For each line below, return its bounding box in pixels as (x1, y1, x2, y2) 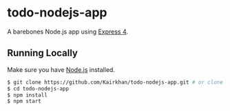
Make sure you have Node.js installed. (7, 65, 116, 73)
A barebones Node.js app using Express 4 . (7, 27, 129, 36)
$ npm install (7, 91, 48, 99)
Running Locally (7, 47, 78, 59)
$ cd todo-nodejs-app (7, 85, 70, 92)
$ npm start (7, 98, 41, 105)
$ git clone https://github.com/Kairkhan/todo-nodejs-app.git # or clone (7, 79, 224, 86)
